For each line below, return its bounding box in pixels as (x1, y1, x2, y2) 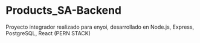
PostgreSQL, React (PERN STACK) (5, 29, 91, 36)
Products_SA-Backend (5, 4, 122, 17)
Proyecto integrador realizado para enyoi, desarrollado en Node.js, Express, (5, 23, 195, 30)
